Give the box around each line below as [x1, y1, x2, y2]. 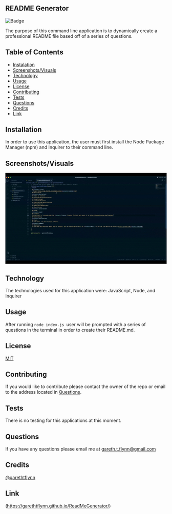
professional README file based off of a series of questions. [5, 33, 133, 39]
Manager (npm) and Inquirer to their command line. [5, 144, 114, 151]
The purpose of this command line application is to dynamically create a [5, 28, 158, 34]
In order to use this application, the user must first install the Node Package [5, 139, 164, 145]
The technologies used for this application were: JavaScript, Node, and [5, 287, 155, 293]
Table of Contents [5, 48, 64, 57]
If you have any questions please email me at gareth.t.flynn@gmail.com [5, 446, 156, 452]
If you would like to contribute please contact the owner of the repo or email [5, 383, 166, 390]
